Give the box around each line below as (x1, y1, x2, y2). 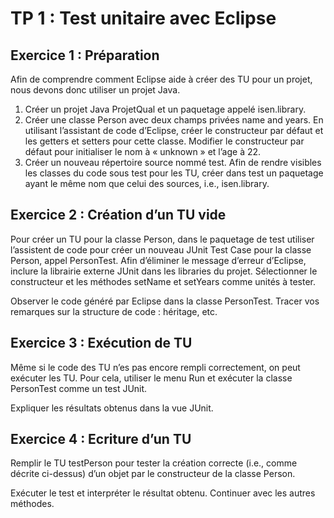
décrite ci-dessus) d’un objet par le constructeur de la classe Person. (10, 468, 296, 480)
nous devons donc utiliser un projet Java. (10, 84, 181, 96)
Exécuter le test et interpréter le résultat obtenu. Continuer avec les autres (10, 487, 316, 499)
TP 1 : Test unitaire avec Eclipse (10, 7, 277, 30)
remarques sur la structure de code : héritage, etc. (10, 305, 218, 317)
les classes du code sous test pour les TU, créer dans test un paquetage (24, 167, 324, 179)
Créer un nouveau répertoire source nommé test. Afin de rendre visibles (24, 157, 322, 168)
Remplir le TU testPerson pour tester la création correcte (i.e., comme (10, 457, 298, 469)
